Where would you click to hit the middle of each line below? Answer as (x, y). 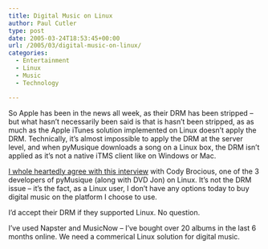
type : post (26, 31)
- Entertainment (43, 61)
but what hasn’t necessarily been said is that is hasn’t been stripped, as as (131, 121)
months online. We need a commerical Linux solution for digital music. (124, 236)
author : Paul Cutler (43, 23)
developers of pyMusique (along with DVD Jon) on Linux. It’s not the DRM (130, 180)
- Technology (37, 83)
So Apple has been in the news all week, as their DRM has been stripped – (131, 112)
